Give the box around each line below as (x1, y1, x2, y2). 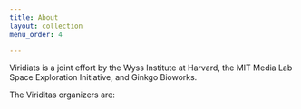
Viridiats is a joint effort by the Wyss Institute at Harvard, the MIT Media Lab (9, 62, 293, 73)
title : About (9, 13, 59, 23)
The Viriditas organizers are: (9, 89, 115, 100)
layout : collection (9, 22, 83, 31)
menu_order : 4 (9, 30, 63, 39)
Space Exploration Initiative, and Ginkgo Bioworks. (9, 72, 198, 83)
